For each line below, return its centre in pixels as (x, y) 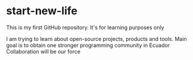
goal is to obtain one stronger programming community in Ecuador (88, 45)
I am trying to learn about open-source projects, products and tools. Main (96, 39)
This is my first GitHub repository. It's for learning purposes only (85, 27)
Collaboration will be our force (43, 51)
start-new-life (42, 11)
